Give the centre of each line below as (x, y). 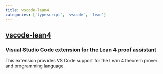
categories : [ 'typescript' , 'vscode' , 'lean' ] (56, 15)
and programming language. (35, 66)
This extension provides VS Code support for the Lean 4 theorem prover (81, 61)
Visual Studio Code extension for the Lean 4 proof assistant (81, 50)
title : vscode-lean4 (27, 10)
